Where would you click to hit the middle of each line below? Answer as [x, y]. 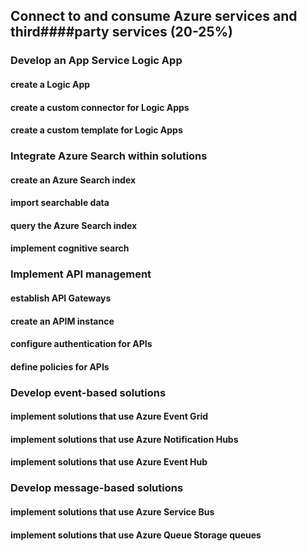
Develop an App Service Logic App [96, 61]
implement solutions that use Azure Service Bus [112, 511]
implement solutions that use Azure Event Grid [109, 416]
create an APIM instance [62, 321]
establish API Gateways [61, 298]
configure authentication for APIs [81, 344]
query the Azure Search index [74, 225]
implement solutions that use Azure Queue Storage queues [136, 535]
